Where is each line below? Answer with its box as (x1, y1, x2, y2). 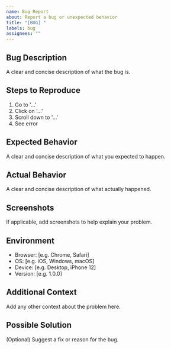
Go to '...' (14, 101, 37, 108)
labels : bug (6, 25, 36, 31)
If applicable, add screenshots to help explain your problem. (6, 218, 153, 225)
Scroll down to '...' (14, 114, 59, 121)
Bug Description (6, 53, 67, 63)
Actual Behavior (6, 170, 67, 180)
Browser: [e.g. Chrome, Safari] (14, 251, 89, 258)
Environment (6, 235, 55, 245)
